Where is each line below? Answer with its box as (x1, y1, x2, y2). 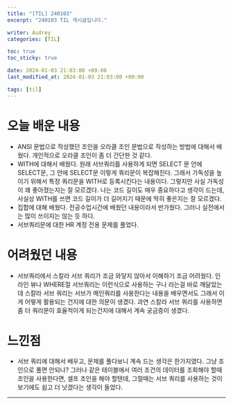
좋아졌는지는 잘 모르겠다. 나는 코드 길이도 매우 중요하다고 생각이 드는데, (32, 185, 225, 194)
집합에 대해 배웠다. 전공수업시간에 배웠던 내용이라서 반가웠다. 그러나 (17, 203, 201, 212)
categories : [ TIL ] (7, 35, 60, 42)
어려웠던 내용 (7, 247, 78, 263)
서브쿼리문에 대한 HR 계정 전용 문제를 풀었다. (17, 220, 139, 229)
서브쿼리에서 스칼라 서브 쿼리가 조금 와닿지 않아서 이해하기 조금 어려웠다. (17, 271, 214, 279)
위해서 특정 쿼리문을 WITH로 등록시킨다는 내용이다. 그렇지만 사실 (30, 177, 206, 185)
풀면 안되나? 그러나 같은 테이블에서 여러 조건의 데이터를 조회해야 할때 (35, 365, 223, 374)
